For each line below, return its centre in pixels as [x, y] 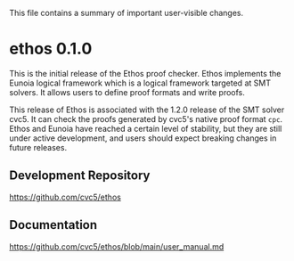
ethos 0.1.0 [51, 49]
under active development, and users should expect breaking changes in [143, 138]
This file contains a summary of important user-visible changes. [126, 13]
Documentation [53, 225]
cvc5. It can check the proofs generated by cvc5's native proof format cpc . [146, 118]
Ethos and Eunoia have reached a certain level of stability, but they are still [146, 128]
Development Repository [80, 176]
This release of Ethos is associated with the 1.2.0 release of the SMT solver [147, 110]
